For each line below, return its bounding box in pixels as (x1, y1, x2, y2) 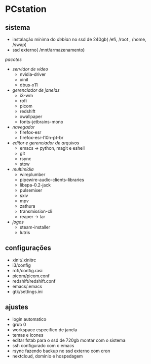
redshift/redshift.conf (12, 278, 56, 284)
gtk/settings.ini (12, 289, 43, 295)
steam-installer (19, 224, 51, 230)
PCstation (5, 3, 47, 15)
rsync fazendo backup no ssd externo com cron (12, 348, 110, 354)
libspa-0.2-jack (19, 182, 51, 188)
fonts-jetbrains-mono (19, 119, 63, 124)
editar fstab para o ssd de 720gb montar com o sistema (12, 337, 126, 343)
